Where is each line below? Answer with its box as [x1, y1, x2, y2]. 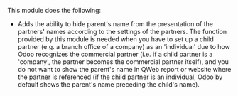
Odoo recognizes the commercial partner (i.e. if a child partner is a [17, 50, 213, 58]
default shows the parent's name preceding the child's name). [17, 80, 200, 88]
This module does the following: [7, 6, 102, 14]
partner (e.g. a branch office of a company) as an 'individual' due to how [17, 43, 231, 50]
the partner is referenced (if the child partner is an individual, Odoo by [17, 73, 223, 81]
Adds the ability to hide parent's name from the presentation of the [17, 20, 213, 28]
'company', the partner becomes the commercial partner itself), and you [17, 58, 229, 66]
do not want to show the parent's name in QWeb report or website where [17, 65, 232, 73]
